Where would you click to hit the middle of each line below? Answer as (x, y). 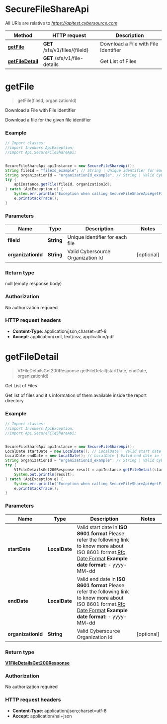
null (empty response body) (34, 284)
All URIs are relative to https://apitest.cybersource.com (61, 23)
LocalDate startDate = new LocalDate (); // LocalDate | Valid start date (83, 451)
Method (23, 35)
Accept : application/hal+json (42, 716)
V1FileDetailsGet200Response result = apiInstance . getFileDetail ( (84, 470)
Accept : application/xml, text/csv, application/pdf (63, 336)
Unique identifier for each (97, 237)
